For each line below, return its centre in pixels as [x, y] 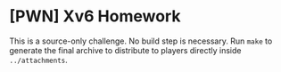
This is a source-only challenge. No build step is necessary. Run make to [141, 41]
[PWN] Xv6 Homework [95, 16]
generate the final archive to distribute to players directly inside [125, 50]
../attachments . [39, 60]
